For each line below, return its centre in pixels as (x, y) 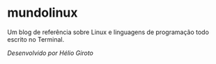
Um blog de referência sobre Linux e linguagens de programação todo (108, 32)
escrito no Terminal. (36, 39)
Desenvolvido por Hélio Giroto (51, 53)
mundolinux (43, 13)
